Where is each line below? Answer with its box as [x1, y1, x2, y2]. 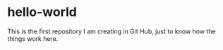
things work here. [7, 34, 59, 42]
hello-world [7, 4, 78, 20]
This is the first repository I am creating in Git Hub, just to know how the [7, 27, 217, 35]
